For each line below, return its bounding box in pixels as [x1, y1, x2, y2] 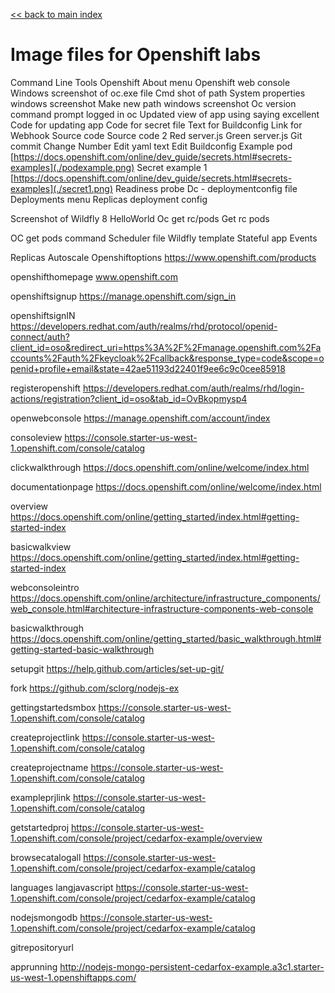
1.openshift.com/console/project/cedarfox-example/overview [10, 832, 263, 844]
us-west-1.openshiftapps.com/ [10, 971, 137, 983]
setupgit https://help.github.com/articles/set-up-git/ [10, 662, 225, 674]
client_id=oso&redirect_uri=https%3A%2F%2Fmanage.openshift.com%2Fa [10, 341, 322, 353]
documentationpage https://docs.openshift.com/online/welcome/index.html [10, 480, 322, 493]
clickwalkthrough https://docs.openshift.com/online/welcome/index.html [10, 461, 310, 473]
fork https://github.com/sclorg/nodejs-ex [10, 682, 180, 694]
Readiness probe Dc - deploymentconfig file [114, 182, 298, 194]
